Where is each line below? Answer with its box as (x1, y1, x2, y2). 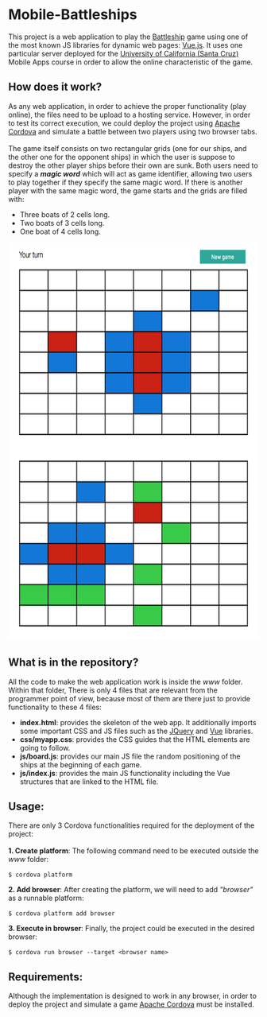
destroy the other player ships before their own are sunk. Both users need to (8, 161, 258, 170)
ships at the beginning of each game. (19, 759, 142, 769)
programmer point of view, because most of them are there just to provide (8, 693, 250, 703)
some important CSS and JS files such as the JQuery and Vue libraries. (19, 726, 253, 736)
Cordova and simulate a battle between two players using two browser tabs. (8, 126, 257, 136)
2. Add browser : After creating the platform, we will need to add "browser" (8, 885, 253, 895)
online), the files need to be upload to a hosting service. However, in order (8, 110, 251, 119)
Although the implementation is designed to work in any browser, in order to (8, 992, 257, 1001)
